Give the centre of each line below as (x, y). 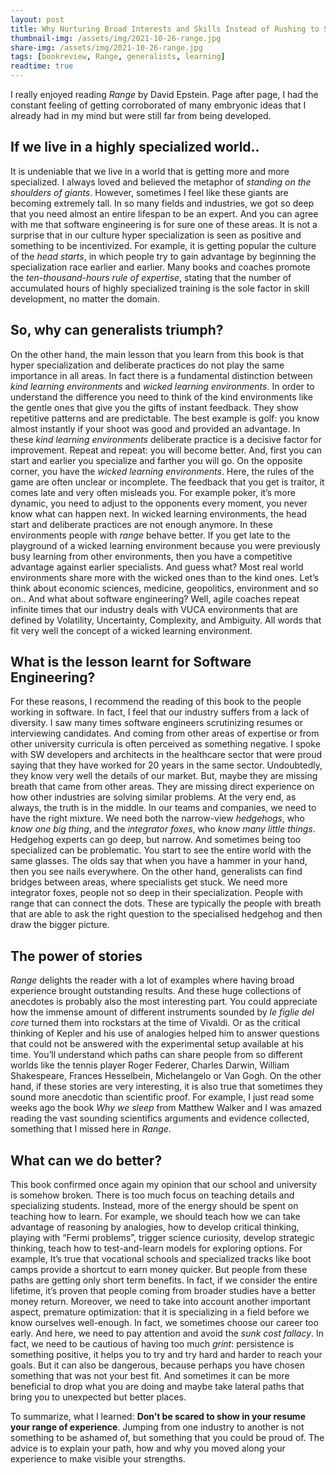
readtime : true (42, 66)
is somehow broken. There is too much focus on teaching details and (152, 1195)
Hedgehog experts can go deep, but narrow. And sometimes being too (156, 840)
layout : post (37, 19)
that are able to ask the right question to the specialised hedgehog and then (166, 914)
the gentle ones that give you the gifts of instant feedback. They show (154, 407)
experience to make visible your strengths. (98, 1459)
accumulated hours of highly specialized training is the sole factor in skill (160, 288)
